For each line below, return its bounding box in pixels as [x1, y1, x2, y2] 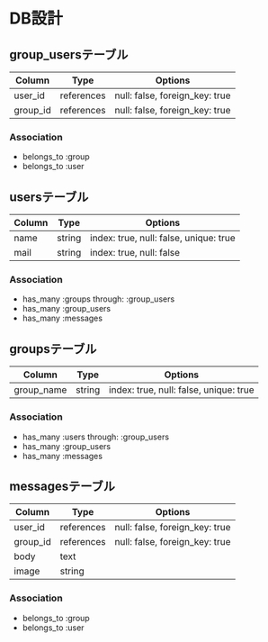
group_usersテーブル [9, 47, 129, 62]
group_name [13, 384, 67, 396]
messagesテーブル [9, 478, 115, 493]
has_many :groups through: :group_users [22, 294, 175, 304]
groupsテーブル [9, 341, 97, 357]
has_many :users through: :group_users [22, 431, 169, 442]
